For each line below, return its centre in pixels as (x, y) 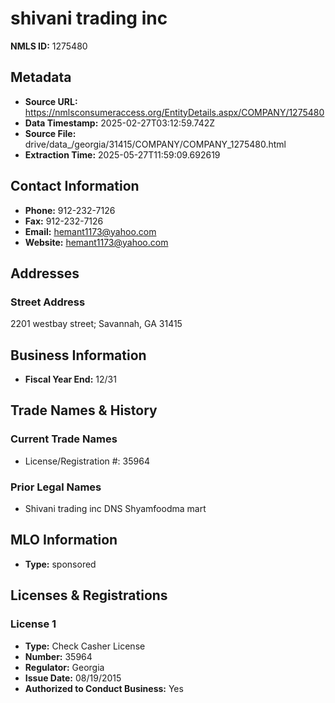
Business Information (78, 355)
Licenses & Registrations (89, 595)
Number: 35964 (58, 656)
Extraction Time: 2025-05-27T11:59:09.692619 (122, 154)
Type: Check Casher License (85, 646)
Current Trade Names (64, 439)
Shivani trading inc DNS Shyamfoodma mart (115, 509)
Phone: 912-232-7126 (70, 210)
